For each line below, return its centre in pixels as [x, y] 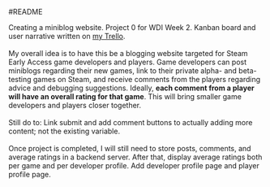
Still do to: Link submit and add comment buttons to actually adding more [131, 122]
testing [20, 79]
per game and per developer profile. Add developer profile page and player [134, 165]
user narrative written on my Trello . [67, 36]
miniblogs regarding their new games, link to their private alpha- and [123, 71]
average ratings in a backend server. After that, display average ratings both [135, 157]
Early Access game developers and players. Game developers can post [128, 62]
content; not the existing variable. [64, 131]
